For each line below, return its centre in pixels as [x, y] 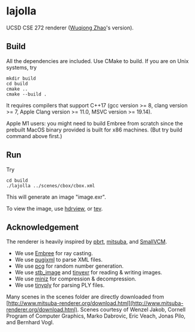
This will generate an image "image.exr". [56, 197]
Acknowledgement [43, 227]
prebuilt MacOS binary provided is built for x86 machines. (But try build [94, 130]
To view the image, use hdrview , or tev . [55, 208]
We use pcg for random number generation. [69, 266]
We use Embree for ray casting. [54, 253]
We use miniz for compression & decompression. [76, 279]
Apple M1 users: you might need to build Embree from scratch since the [95, 123]
